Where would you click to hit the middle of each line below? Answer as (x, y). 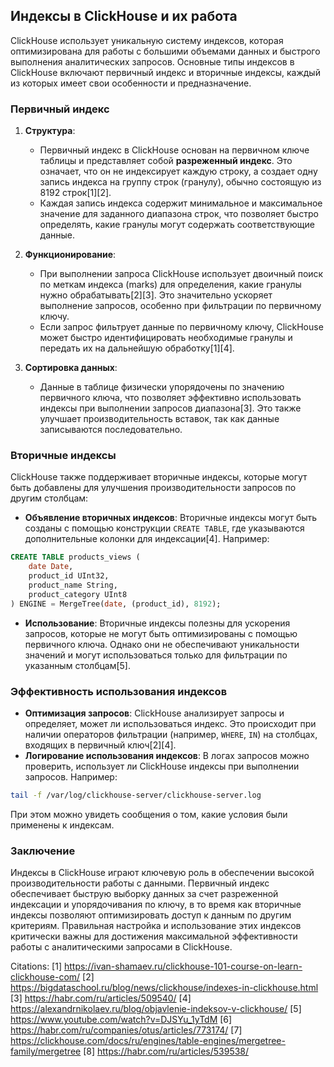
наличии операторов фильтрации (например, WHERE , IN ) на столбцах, (171, 734)
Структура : (50, 131)
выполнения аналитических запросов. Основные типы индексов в (152, 61)
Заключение (43, 851)
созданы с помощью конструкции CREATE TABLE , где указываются (164, 528)
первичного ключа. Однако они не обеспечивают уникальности (162, 644)
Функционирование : (70, 255)
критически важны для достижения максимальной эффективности (154, 936)
